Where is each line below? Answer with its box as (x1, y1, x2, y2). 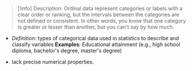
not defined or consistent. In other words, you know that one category (17, 17, 186, 24)
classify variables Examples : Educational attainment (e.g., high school (11, 41, 181, 48)
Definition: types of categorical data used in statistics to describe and (11, 35, 179, 41)
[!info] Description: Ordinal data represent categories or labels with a (17, 5, 183, 12)
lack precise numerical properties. (11, 58, 95, 65)
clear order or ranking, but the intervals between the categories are (17, 11, 180, 18)
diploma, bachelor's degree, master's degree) (11, 47, 123, 54)
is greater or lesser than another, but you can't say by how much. (17, 23, 174, 30)
